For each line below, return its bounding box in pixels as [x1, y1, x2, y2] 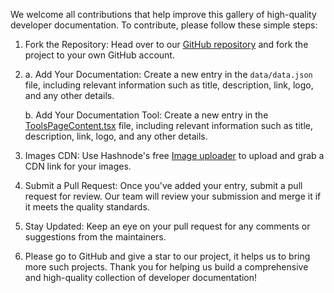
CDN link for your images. [24, 160, 132, 172]
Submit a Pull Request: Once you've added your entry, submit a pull [24, 180, 303, 191]
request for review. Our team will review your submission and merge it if [24, 190, 322, 202]
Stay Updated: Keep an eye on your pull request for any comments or [24, 220, 311, 232]
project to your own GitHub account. [24, 49, 175, 61]
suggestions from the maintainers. [24, 231, 167, 243]
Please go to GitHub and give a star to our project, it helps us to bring [24, 250, 311, 262]
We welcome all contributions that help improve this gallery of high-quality [10, 9, 317, 20]
